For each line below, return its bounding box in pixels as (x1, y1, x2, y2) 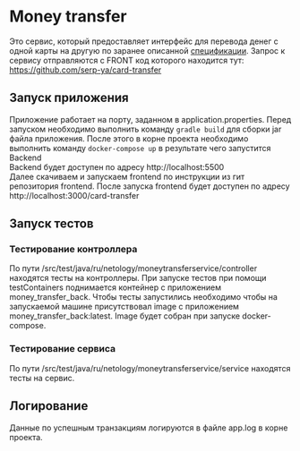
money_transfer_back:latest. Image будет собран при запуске (9, 311, 240, 321)
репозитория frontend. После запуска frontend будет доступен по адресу (9, 181, 290, 191)
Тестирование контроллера (9, 243, 138, 256)
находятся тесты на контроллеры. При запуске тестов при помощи (9, 273, 267, 284)
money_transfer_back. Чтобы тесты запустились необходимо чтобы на (9, 292, 278, 302)
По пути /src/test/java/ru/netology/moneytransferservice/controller (9, 263, 258, 274)
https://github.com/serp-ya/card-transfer (9, 64, 162, 75)
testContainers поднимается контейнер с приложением (9, 282, 222, 293)
